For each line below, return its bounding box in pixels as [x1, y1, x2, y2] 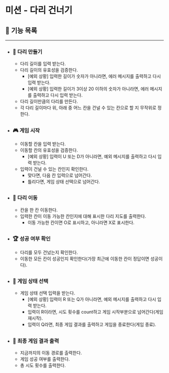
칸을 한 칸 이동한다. [20, 207, 58, 213]
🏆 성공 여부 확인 [12, 235, 51, 242]
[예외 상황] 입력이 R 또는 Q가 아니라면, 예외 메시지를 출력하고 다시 [27, 296, 156, 303]
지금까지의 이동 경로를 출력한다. [20, 350, 82, 356]
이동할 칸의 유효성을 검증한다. [20, 147, 78, 154]
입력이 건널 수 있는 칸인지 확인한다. [20, 166, 89, 172]
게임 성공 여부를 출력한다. [20, 356, 70, 362]
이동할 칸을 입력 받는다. [20, 141, 66, 147]
